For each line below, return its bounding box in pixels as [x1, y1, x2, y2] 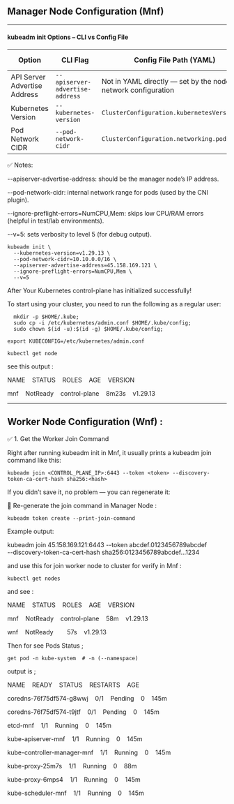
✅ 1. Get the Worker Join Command [7, 434, 109, 442]
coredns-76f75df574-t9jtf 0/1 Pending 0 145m [7, 708, 160, 716]
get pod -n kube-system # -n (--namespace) [7, 655, 139, 662]
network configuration [101, 85, 175, 95]
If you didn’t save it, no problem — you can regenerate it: [7, 488, 171, 496]
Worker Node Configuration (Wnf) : [7, 416, 163, 428]
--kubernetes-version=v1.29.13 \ [13, 250, 111, 257]
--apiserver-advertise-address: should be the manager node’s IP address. [7, 174, 219, 184]
